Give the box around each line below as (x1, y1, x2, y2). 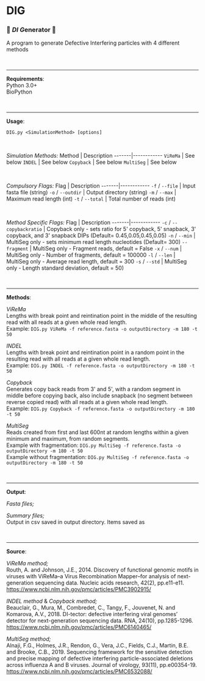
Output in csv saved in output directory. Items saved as (6, 518, 145, 526)
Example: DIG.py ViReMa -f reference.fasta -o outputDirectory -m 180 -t (6, 325, 198, 333)
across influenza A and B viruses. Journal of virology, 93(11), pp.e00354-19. (6, 661, 197, 669)
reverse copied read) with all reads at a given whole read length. (6, 399, 168, 406)
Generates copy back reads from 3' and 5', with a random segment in (6, 386, 181, 393)
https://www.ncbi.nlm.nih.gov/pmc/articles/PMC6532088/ (6, 668, 153, 675)
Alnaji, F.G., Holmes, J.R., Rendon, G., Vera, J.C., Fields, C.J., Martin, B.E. (6, 642, 189, 649)
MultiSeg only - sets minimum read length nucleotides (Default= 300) (6, 238, 181, 246)
